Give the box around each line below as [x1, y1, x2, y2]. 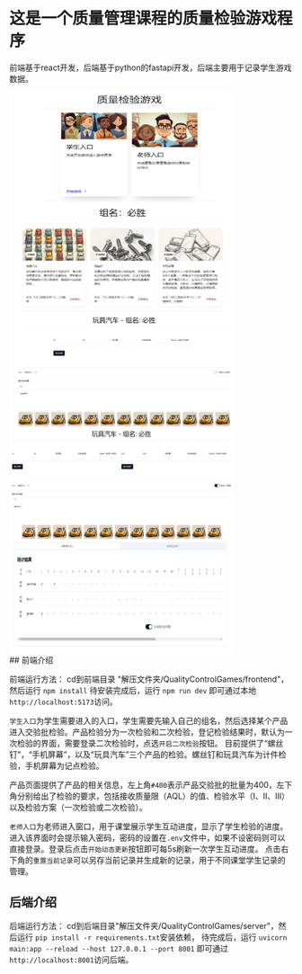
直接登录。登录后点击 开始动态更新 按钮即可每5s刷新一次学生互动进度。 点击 [9, 843, 281, 854]
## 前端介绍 [9, 654, 54, 666]
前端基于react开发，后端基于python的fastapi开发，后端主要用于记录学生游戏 [9, 62, 292, 73]
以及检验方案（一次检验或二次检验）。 [9, 801, 147, 812]
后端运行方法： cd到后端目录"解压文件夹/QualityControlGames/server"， [9, 920, 279, 931]
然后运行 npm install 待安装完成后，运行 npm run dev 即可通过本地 [9, 684, 257, 695]
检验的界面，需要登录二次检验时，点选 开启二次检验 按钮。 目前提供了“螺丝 [16, 737, 284, 748]
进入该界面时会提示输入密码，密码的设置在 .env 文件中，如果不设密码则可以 [9, 832, 286, 843]
